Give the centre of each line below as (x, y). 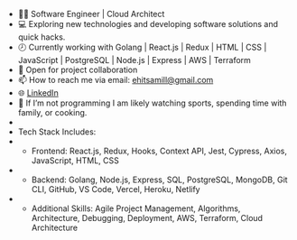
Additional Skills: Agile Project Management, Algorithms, (136, 208)
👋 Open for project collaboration (78, 69)
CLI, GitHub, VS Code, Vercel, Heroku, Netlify (116, 189)
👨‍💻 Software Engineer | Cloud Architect (91, 14)
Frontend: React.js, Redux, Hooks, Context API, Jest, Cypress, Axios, (159, 151)
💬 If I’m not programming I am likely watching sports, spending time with (152, 103)
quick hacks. (42, 37)
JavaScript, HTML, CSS (75, 161)
